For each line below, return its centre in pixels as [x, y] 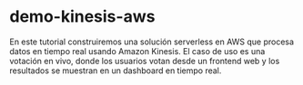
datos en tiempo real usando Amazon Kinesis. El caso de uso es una [137, 51]
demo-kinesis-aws [82, 17]
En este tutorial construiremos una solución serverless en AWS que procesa [151, 42]
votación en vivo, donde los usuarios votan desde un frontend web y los [145, 61]
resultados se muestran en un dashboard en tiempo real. [116, 71]
